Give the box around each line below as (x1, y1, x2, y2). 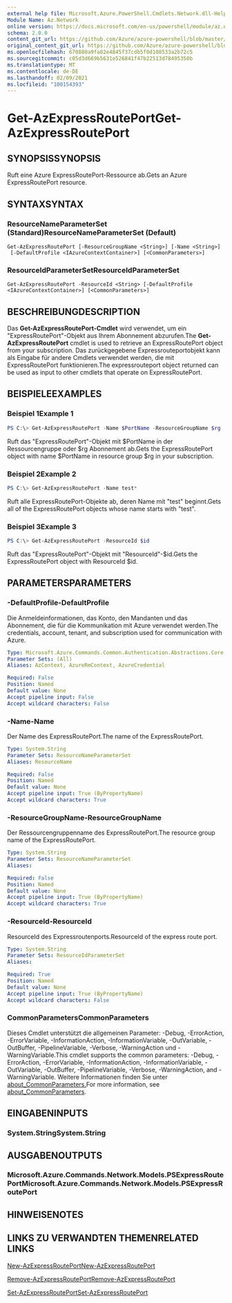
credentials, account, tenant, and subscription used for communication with (7, 628, 222, 636)
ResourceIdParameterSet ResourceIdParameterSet (7, 265, 180, 275)
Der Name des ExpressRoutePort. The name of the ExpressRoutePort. (7, 732, 204, 740)
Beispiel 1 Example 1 (7, 409, 74, 419)
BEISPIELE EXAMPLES (7, 388, 102, 400)
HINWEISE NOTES (7, 1208, 84, 1220)
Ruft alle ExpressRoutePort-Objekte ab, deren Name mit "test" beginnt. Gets (7, 497, 222, 505)
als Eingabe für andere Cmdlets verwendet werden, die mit (7, 354, 175, 362)
